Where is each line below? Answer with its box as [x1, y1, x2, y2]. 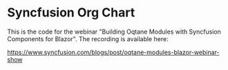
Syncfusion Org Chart [7, 5, 135, 21]
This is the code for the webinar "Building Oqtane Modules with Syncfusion [7, 27, 221, 36]
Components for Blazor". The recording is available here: [7, 34, 169, 43]
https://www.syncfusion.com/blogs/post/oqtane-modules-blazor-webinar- [7, 48, 220, 56]
